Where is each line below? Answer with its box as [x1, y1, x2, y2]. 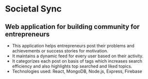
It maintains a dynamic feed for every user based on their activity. [12, 53, 144, 59]
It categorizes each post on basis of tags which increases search [12, 58, 143, 64]
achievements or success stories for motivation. [12, 48, 108, 53]
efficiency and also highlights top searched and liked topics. [12, 64, 132, 69]
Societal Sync [5, 3, 62, 14]
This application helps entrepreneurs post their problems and [12, 43, 135, 49]
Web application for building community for [5, 23, 140, 31]
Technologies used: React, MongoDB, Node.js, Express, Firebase [12, 68, 142, 74]
